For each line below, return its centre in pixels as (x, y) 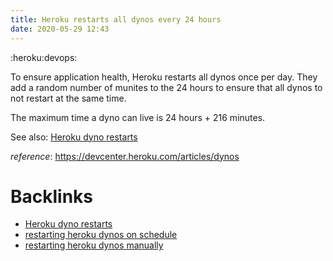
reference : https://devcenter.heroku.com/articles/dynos (125, 156)
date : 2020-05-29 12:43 (60, 29)
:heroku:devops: (44, 57)
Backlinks (52, 196)
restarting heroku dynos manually (94, 245)
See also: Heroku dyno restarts (74, 137)
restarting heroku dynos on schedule (101, 235)
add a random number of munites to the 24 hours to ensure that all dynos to (166, 87)
